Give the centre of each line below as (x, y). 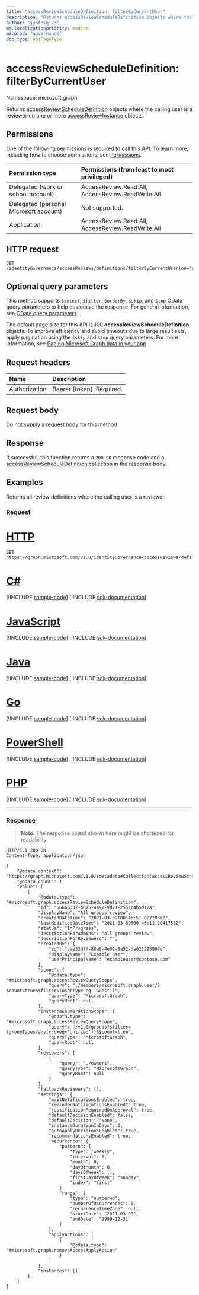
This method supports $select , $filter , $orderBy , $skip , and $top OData (94, 301)
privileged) (97, 177)
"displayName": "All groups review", (84, 913)
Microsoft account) (36, 211)
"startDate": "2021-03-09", (104, 1214)
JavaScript (33, 621)
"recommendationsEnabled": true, (90, 1136)
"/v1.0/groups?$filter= (102, 1027)
